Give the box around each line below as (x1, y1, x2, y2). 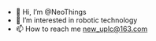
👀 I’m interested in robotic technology (15, 15, 138, 25)
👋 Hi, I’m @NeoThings (15, 8, 87, 16)
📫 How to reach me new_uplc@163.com (15, 24, 148, 33)
